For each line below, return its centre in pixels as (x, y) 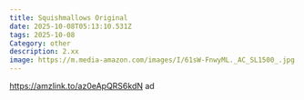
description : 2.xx (44, 52)
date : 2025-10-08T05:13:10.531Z (71, 26)
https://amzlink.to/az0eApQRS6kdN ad (82, 86)
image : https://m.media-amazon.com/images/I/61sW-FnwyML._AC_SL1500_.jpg (152, 60)
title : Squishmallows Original (69, 18)
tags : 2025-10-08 (42, 35)
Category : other (40, 43)
